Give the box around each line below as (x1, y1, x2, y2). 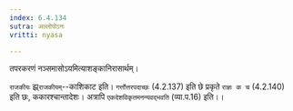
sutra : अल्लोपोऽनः (9, 22, 66, 31)
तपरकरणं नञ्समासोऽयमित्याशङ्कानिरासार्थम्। (9, 63, 139, 74)
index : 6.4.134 (9, 13, 67, 23)
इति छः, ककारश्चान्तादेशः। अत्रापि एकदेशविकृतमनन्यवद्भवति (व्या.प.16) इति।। (9, 92, 225, 103)
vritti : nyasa (9, 30, 64, 39)
